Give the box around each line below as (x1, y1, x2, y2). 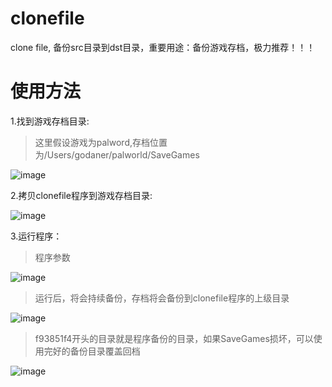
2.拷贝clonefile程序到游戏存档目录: (10, 189, 153, 201)
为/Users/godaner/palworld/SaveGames (34, 148, 200, 161)
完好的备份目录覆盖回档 (43, 345, 141, 357)
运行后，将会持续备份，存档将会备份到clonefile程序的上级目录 (34, 292, 290, 304)
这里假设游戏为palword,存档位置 (34, 136, 168, 148)
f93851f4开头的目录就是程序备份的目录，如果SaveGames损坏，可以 (34, 332, 314, 344)
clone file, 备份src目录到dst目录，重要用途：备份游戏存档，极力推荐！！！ (10, 41, 316, 53)
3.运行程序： (10, 230, 63, 242)
